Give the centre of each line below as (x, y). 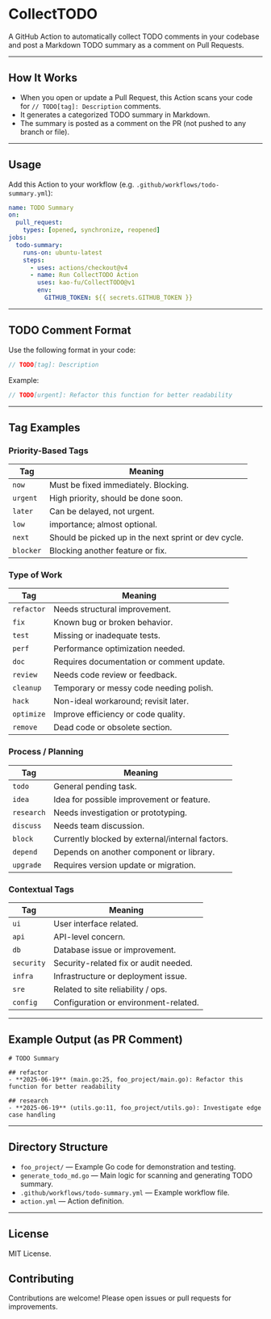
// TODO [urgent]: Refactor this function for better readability (120, 395)
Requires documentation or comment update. (140, 662)
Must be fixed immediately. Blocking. (119, 485)
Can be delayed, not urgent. (102, 511)
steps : (34, 260)
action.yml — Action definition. (72, 1201)
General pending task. (95, 786)
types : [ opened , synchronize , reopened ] (92, 230)
